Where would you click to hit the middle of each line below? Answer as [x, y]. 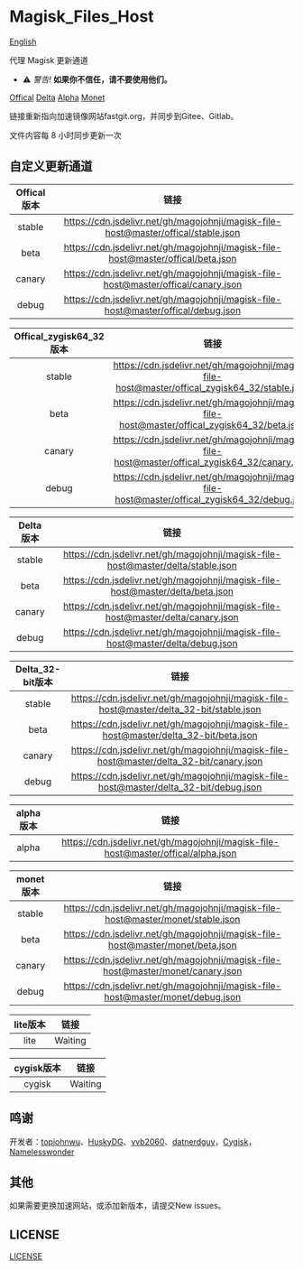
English [23, 42]
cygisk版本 [37, 1068]
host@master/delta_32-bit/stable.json [180, 709]
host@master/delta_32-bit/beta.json [180, 735]
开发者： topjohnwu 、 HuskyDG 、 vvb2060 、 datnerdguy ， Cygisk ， [133, 1141]
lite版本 [30, 1024]
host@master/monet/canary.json [173, 970]
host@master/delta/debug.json [172, 643]
